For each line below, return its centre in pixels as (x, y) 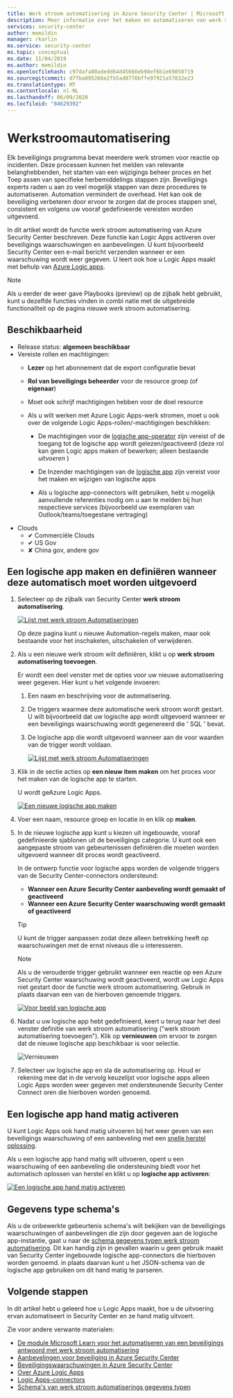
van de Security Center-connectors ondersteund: (87, 876)
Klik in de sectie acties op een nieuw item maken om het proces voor (116, 772)
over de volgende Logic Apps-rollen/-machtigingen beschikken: (119, 422)
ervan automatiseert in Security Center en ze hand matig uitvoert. (101, 1315)
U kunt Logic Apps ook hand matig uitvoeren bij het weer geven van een (110, 1131)
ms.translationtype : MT (42, 85)
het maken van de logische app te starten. (77, 779)
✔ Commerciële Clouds (61, 535)
